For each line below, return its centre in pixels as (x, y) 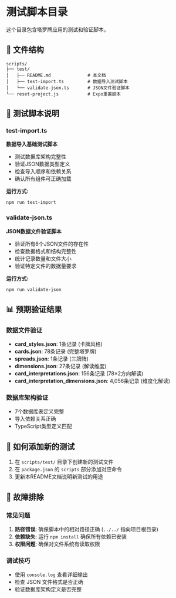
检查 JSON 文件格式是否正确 (49, 582)
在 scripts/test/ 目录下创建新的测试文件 (64, 462)
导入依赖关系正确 (35, 419)
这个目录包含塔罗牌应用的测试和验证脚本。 (57, 29)
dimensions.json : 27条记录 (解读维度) (60, 366)
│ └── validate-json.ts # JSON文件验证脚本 (68, 88)
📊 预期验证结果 (34, 309)
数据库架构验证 (27, 398)
